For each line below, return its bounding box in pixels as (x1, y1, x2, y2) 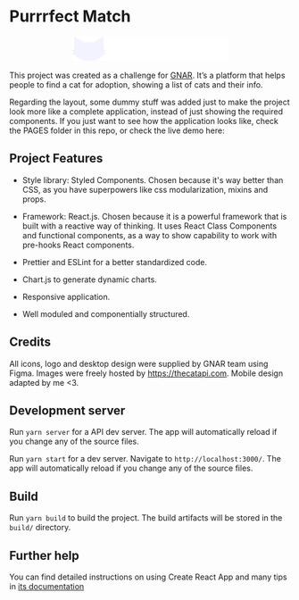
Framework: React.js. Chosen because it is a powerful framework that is (21, 211, 287, 221)
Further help (9, 547, 80, 563)
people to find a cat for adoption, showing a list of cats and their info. (9, 79, 263, 90)
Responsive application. (21, 291, 111, 302)
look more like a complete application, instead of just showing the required (9, 105, 284, 117)
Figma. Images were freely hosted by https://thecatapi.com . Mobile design (9, 368, 284, 379)
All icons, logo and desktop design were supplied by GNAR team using (9, 358, 269, 369)
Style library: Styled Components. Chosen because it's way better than (21, 174, 284, 185)
